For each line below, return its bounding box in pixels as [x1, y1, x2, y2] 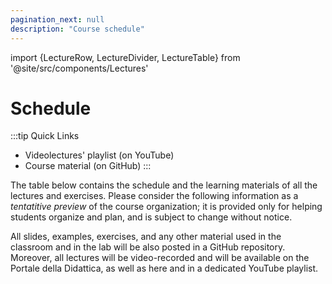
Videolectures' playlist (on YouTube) [24, 149, 175, 161]
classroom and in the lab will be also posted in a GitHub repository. [10, 241, 286, 253]
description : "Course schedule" [10, 24, 145, 34]
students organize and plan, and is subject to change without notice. [10, 211, 293, 223]
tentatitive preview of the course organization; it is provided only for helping [10, 201, 323, 213]
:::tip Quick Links [10, 130, 80, 142]
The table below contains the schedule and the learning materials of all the [10, 179, 318, 191]
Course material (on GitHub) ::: [24, 160, 152, 172]
